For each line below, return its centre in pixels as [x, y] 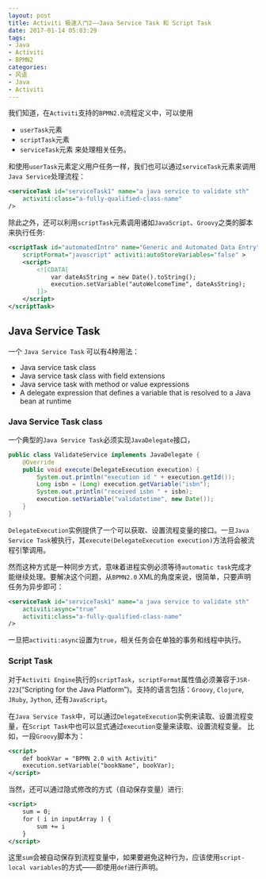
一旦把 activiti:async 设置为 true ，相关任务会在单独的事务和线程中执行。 [127, 640]
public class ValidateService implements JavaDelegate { [104, 455]
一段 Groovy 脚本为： [53, 736]
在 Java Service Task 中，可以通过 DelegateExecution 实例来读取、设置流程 [127, 716]
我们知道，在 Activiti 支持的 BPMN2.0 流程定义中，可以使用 [101, 113]
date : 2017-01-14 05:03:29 [53, 30]
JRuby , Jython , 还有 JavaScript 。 [60, 699]
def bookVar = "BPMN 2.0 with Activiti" [90, 758]
